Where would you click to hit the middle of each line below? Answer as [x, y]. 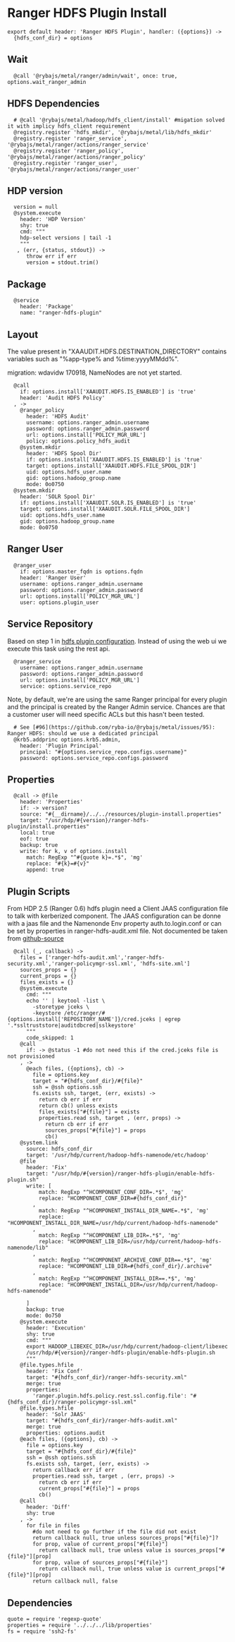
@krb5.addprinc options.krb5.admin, [67, 739]
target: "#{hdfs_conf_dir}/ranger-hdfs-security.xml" [107, 1377]
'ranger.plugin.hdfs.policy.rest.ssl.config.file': [110, 1396]
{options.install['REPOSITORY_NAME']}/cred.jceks [82, 1020]
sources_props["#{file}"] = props [95, 1130]
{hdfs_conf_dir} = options [53, 38]
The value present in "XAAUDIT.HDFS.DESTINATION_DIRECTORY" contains [117, 351]
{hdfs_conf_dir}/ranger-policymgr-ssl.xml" [72, 1402]
